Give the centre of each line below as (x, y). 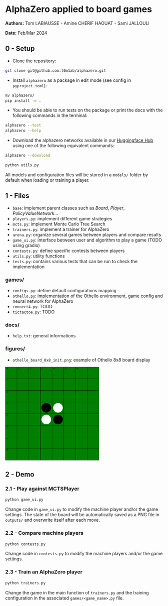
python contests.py (25, 544)
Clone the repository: (34, 61)
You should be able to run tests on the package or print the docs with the (88, 110)
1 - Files (17, 196)
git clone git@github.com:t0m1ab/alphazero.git (56, 71)
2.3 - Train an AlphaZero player (44, 572)
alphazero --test (23, 126)
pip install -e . (23, 101)
